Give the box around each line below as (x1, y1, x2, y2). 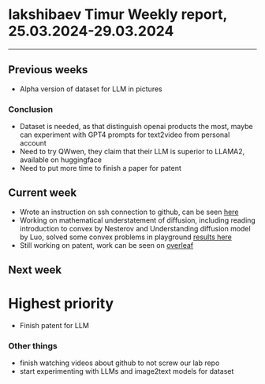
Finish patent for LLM (19, 321, 89, 330)
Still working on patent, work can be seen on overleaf (19, 240, 194, 249)
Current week (8, 186, 77, 200)
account (19, 138, 47, 148)
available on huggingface (19, 155, 103, 164)
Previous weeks (8, 63, 88, 76)
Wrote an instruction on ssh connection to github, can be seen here (19, 207, 239, 216)
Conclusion (8, 104, 54, 115)
